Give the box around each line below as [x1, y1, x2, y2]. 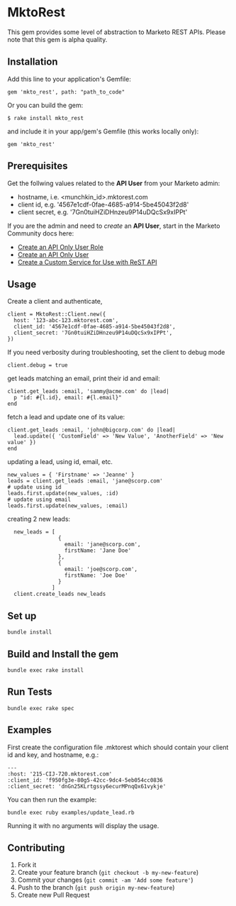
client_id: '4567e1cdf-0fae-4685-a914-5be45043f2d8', [13, 324, 176, 331]
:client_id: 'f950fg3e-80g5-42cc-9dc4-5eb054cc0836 [7, 776, 163, 784]
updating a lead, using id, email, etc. [7, 458, 113, 466]
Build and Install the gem [7, 648, 119, 660]
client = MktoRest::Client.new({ [7, 311, 106, 318]
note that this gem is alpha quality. [7, 35, 108, 43]
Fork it [17, 861, 37, 869]
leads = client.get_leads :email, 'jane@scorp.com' [7, 477, 163, 485]
